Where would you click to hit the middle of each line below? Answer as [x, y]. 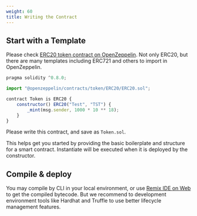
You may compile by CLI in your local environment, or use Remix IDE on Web [98, 188]
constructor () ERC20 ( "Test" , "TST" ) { [64, 104]
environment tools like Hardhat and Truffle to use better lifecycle [84, 201]
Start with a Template [46, 41]
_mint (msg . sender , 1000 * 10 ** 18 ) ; [73, 110]
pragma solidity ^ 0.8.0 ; [36, 78]
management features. [33, 207]
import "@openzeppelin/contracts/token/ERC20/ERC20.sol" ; [78, 88]
